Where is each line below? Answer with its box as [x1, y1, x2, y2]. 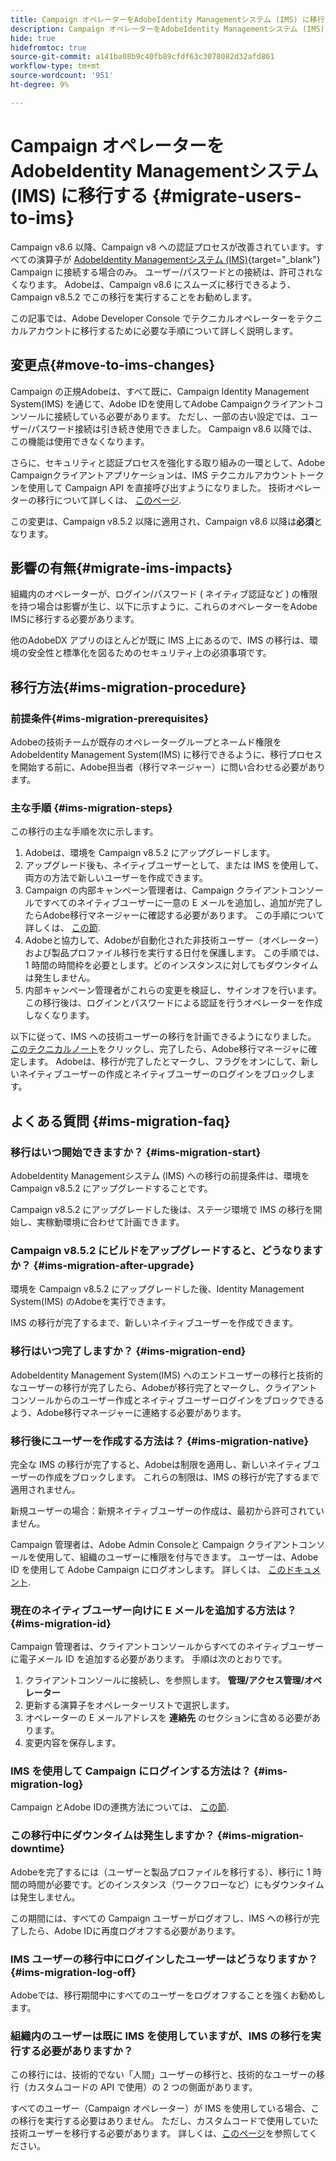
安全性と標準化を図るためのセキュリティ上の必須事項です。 [27, 647, 272, 659]
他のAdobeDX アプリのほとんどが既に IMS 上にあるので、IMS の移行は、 [10, 634, 310, 646]
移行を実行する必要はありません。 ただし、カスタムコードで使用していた [18, 2115, 320, 2127]
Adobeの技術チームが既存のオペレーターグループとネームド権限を [10, 736, 282, 748]
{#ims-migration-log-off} [10, 1965, 137, 1979]
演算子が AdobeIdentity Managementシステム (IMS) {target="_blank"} [36, 253, 321, 265]
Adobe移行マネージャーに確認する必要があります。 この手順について [42, 909, 325, 921]
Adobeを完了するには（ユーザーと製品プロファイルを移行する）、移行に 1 [10, 1866, 311, 1878]
